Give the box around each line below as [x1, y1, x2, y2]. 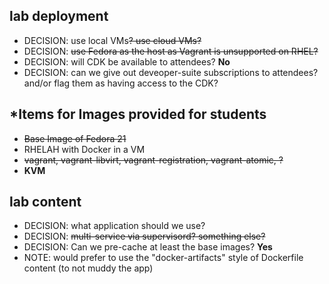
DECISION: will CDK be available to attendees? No [23, 55, 231, 68]
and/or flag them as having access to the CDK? [23, 77, 219, 89]
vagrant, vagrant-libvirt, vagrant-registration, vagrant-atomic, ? [23, 154, 284, 166]
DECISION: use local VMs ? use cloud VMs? [23, 34, 202, 46]
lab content [9, 194, 82, 211]
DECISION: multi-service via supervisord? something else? [23, 230, 266, 243]
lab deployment [9, 8, 109, 25]
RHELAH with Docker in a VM [23, 143, 146, 155]
